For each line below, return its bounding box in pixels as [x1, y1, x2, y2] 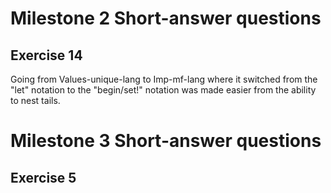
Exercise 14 [10, 47, 83, 64]
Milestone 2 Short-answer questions [10, 7, 322, 30]
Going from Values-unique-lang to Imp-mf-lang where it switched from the [10, 73, 318, 85]
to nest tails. [10, 95, 61, 106]
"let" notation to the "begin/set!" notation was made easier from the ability [10, 84, 317, 96]
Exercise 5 [10, 169, 77, 186]
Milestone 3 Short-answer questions [10, 130, 322, 152]
